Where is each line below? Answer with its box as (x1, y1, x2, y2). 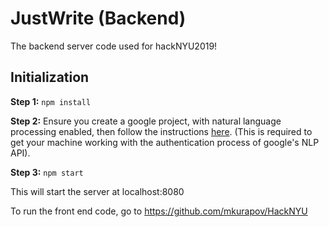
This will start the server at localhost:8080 (10, 185, 185, 197)
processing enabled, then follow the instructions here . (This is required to (10, 125, 313, 137)
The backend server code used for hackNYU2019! (10, 40, 218, 52)
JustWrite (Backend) (10, 7, 187, 30)
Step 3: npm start (10, 166, 84, 178)
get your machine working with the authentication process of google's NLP (10, 136, 320, 148)
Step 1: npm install (10, 95, 92, 107)
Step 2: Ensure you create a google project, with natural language (10, 115, 282, 127)
